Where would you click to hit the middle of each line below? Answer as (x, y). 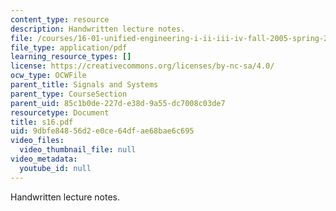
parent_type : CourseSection (69, 94)
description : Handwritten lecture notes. (98, 29)
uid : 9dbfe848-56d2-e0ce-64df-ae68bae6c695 (102, 131)
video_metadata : (44, 159)
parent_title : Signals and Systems (84, 85)
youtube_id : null (55, 168)
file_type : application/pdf (69, 47)
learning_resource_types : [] (71, 57)
